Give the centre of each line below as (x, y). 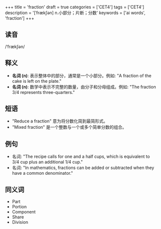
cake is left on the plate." (37, 81)
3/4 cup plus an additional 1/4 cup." (47, 162)
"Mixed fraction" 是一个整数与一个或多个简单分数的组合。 (69, 127)
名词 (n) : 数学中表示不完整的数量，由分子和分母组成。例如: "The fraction (84, 87)
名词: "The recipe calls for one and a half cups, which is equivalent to (81, 156)
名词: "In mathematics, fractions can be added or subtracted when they (83, 168)
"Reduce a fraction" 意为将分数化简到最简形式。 (60, 121)
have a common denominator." (43, 173)
